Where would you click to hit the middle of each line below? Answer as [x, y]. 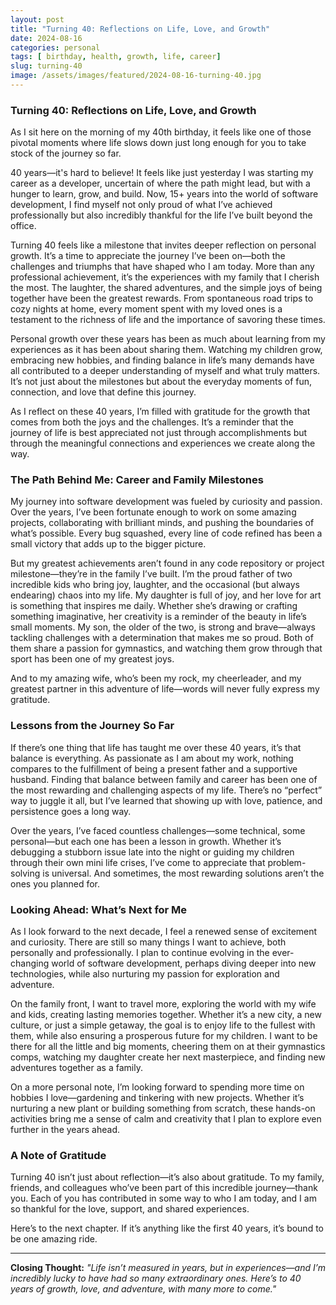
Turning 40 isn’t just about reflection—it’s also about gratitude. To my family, [167, 1177]
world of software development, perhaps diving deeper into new [184, 963]
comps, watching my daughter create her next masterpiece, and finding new [168, 1057]
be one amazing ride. [54, 1239]
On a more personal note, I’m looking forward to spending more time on [157, 1087]
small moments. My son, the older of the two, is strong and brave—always [163, 627]
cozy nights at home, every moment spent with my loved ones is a [146, 309]
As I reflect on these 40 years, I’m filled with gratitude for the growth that [160, 412]
